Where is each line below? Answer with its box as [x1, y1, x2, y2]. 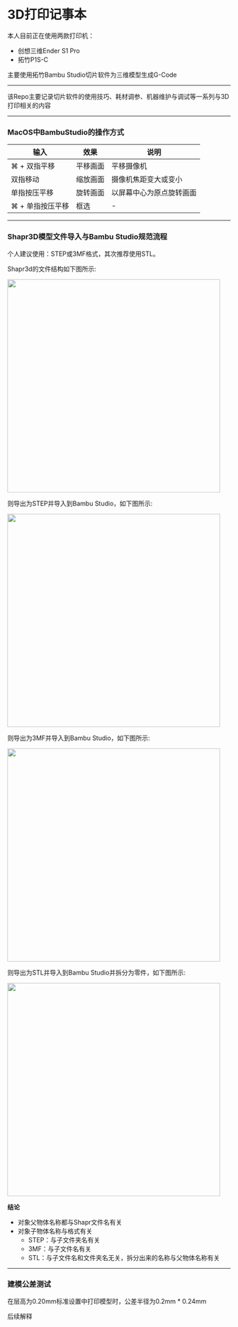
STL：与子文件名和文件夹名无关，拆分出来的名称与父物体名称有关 [28, 1253, 220, 1262]
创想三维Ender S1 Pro [17, 46, 80, 55]
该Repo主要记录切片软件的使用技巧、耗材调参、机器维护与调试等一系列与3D [7, 92, 229, 100]
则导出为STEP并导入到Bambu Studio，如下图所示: [7, 499, 153, 507]
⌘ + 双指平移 [11, 161, 55, 171]
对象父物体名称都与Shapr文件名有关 [17, 1218, 123, 1226]
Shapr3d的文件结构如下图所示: [7, 264, 97, 273]
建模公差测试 [7, 1279, 52, 1289]
